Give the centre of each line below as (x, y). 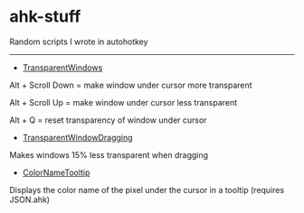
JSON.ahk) (30, 199)
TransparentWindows (62, 67)
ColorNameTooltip (56, 172)
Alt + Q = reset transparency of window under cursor (108, 120)
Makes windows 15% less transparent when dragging (109, 154)
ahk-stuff (45, 17)
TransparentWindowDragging (77, 137)
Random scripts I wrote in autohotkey (79, 42)
